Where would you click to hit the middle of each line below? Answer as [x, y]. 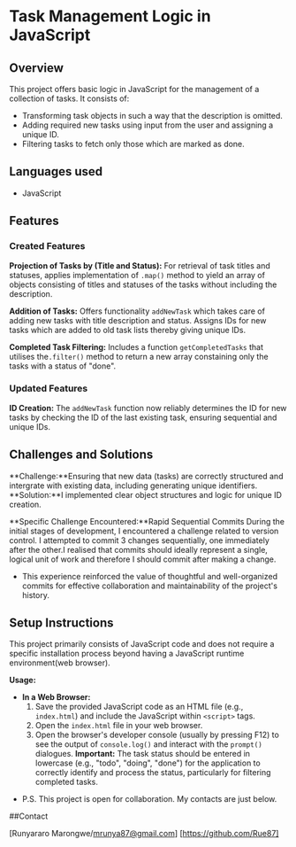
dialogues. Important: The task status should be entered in [142, 754]
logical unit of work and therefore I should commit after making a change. [143, 559]
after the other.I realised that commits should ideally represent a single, [138, 549]
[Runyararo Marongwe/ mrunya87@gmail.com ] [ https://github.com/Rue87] [144, 834]
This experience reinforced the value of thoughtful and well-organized [150, 576]
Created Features [47, 246]
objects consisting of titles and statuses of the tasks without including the [143, 284]
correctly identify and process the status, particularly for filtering [153, 773]
